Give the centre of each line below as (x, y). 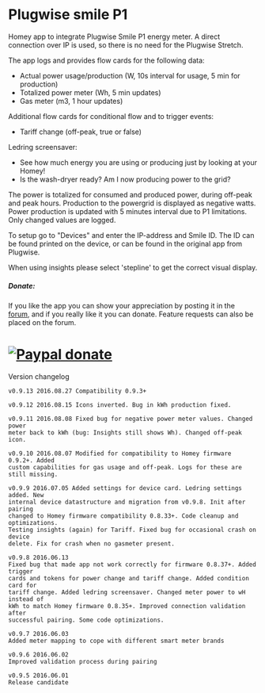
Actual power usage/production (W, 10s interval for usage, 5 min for (130, 75)
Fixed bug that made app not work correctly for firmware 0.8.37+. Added (132, 565)
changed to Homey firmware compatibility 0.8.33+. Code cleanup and (123, 516)
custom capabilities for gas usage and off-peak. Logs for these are (125, 467)
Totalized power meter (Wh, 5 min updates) (90, 92)
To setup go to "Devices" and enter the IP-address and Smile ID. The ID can (131, 235)
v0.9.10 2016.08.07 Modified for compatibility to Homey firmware (120, 454)
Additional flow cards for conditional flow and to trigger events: (111, 116)
